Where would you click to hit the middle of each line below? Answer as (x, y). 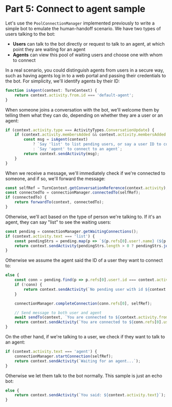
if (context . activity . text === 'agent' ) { (51, 352)
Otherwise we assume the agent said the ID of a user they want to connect (84, 260)
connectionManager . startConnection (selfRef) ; (64, 356)
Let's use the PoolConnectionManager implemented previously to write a (80, 23)
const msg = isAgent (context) (56, 140)
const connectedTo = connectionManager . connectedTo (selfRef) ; (73, 192)
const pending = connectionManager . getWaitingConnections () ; (72, 231)
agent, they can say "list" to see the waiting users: (58, 222)
